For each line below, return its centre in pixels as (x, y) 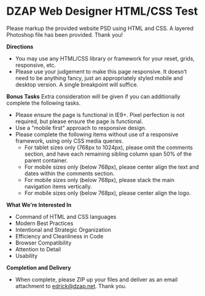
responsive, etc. (36, 65)
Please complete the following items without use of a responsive (97, 134)
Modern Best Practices (44, 223)
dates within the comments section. (69, 173)
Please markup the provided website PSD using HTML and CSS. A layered (100, 28)
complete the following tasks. (44, 103)
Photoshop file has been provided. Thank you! (65, 34)
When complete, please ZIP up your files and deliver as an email (96, 279)
